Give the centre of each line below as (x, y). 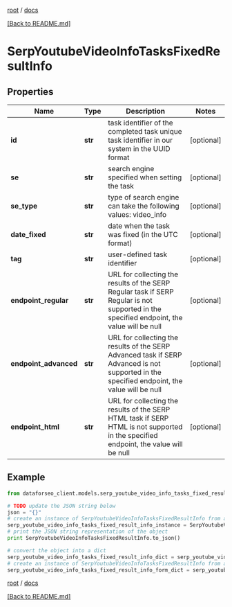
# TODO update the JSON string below (61, 506)
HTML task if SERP (138, 418)
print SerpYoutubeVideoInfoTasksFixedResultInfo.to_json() (94, 538)
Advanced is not (134, 363)
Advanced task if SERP (145, 355)
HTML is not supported (145, 427)
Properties (30, 92)
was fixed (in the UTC (143, 235)
